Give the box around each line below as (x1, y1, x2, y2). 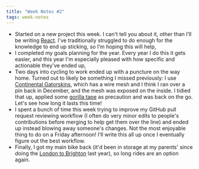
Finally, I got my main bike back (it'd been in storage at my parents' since (14, 143, 193, 151)
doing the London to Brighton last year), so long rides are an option (14, 149, 179, 157)
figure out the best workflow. (14, 137, 86, 144)
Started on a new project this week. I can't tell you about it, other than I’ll (14, 30, 192, 37)
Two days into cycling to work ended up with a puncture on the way (14, 68, 181, 75)
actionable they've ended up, (14, 61, 86, 69)
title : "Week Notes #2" (6, 8, 65, 15)
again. (14, 156, 30, 163)
